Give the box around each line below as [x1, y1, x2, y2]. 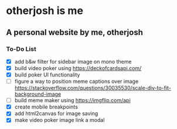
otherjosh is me [6, 4, 84, 18]
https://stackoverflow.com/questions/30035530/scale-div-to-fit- [14, 85, 172, 92]
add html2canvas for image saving [14, 110, 98, 117]
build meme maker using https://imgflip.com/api [14, 97, 131, 104]
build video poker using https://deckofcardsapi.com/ [14, 64, 142, 71]
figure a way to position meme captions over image [14, 78, 139, 85]
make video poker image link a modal [14, 117, 105, 124]
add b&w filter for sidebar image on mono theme [14, 58, 132, 65]
